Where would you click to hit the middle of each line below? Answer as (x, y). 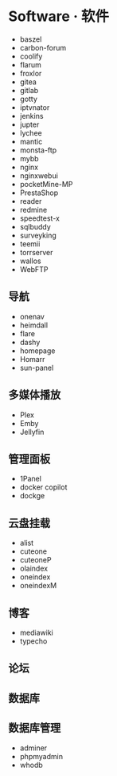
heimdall (34, 325)
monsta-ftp (38, 150)
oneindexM (38, 586)
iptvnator (35, 107)
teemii (30, 244)
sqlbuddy (35, 226)
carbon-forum (43, 47)
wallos (30, 261)
